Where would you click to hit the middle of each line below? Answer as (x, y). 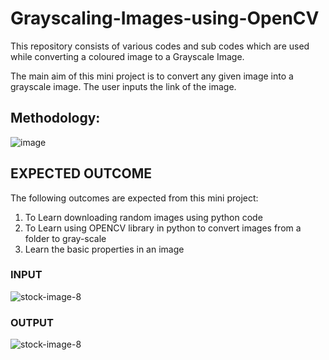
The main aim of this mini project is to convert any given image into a (152, 76)
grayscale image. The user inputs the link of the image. (123, 86)
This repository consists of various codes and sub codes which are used (160, 46)
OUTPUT (32, 322)
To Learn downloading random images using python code (143, 217)
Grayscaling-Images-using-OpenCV (165, 18)
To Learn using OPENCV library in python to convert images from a (163, 228)
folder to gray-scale (65, 238)
